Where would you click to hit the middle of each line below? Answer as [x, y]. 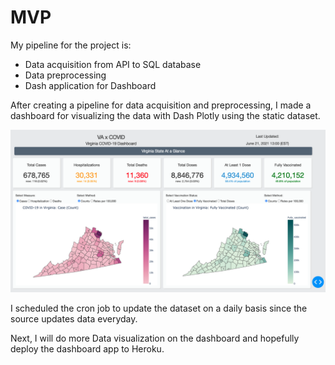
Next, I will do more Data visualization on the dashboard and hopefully [155, 338]
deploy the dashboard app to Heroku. [87, 348]
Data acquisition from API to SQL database [113, 64]
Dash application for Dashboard [90, 85]
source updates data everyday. [74, 318]
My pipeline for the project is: [71, 45]
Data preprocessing [65, 75]
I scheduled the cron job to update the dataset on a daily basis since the [159, 308]
